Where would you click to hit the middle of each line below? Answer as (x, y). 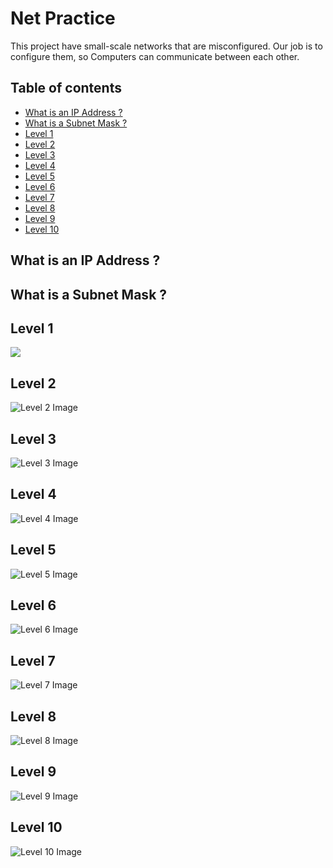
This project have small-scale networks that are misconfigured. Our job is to (166, 46)
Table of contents (66, 88)
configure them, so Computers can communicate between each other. (155, 56)
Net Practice (63, 18)
